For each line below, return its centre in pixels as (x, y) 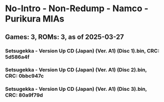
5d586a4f (17, 57)
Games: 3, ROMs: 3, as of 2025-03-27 (65, 37)
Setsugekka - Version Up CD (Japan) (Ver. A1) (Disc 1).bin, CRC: (82, 51)
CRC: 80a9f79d (24, 95)
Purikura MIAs (35, 19)
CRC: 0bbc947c (25, 76)
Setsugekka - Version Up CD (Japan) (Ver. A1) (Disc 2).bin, (76, 70)
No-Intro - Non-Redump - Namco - (77, 9)
